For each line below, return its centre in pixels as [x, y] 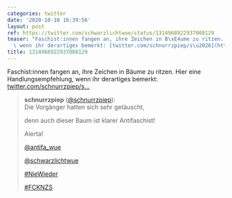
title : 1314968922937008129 [48, 52]
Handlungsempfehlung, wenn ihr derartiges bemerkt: [83, 79]
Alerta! [33, 133]
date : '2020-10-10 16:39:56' [49, 20]
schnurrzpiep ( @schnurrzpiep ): [70, 99]
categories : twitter [37, 13]
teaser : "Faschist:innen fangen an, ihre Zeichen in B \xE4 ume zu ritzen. [116, 39]
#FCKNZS [38, 187]
